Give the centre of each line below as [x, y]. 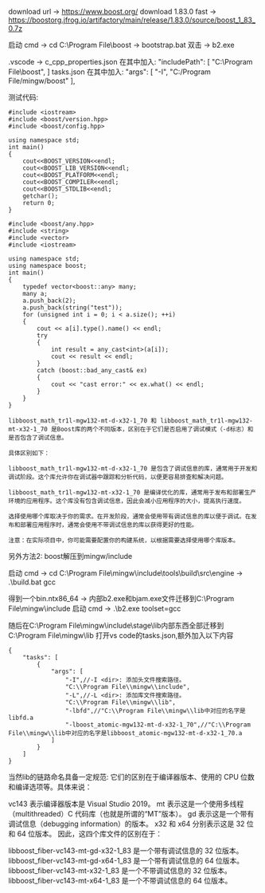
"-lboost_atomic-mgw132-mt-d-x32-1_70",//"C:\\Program [158, 725]
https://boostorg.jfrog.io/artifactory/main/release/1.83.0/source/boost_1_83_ [132, 20]
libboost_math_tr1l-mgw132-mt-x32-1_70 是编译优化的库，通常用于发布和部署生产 [132, 493]
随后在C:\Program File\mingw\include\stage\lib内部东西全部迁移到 [116, 625]
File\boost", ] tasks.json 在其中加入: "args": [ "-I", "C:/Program [109, 72]
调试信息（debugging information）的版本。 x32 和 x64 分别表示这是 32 [127, 824]
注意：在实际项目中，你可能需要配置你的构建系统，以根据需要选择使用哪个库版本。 [124, 541]
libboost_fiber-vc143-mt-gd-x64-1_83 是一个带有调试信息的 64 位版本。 [126, 861]
